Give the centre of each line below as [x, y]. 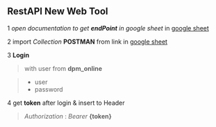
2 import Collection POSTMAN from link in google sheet [88, 42]
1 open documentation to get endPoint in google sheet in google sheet [108, 28]
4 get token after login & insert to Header [66, 103]
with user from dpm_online [63, 68]
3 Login [18, 55]
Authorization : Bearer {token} [68, 116]
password [49, 89]
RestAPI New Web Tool [58, 11]
